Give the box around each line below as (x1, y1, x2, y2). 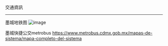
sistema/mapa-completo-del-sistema (5, 36, 82, 41)
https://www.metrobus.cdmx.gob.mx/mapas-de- (52, 30, 152, 36)
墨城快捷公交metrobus (5, 30, 51, 36)
